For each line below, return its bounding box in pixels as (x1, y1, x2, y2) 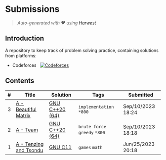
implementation (78, 104, 114, 109)
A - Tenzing (15, 140, 44, 147)
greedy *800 (78, 130, 105, 135)
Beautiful (15, 106, 37, 112)
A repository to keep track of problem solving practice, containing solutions (5, 47, 159, 53)
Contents (5, 77, 35, 85)
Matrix (15, 112, 31, 119)
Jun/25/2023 (123, 140, 155, 147)
